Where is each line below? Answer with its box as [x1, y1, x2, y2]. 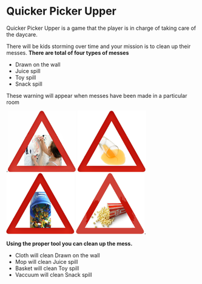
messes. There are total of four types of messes [6, 49, 129, 56]
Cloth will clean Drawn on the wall [15, 252, 100, 259]
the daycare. [6, 30, 38, 38]
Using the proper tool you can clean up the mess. [6, 240, 133, 248]
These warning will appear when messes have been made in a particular [6, 92, 187, 99]
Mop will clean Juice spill [15, 258, 78, 266]
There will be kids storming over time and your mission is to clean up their [6, 43, 191, 50]
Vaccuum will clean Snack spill [15, 271, 92, 279]
